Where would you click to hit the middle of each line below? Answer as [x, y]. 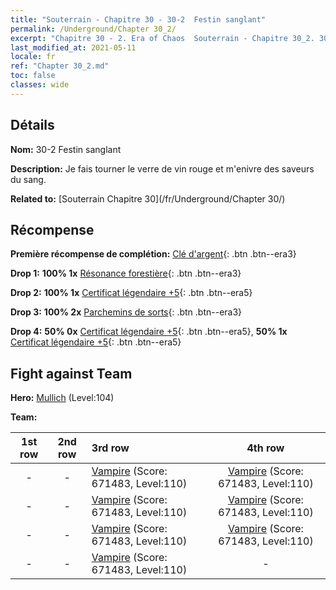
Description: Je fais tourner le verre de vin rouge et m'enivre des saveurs [162, 168]
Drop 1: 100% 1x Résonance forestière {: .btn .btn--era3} [126, 273]
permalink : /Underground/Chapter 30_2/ [93, 29]
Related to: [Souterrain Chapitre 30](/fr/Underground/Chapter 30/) [148, 198]
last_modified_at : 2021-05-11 [73, 47]
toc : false [33, 76]
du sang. [28, 179]
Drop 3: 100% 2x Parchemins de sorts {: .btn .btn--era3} [126, 312]
